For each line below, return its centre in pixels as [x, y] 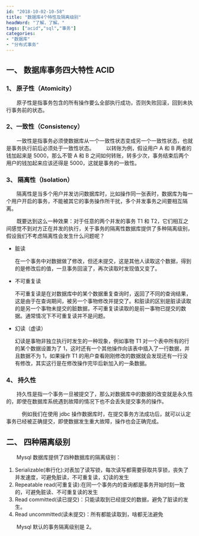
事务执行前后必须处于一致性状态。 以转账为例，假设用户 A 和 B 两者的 [101, 148]
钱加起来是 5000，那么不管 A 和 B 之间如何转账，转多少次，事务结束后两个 [98, 155]
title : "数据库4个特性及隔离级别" [44, 17]
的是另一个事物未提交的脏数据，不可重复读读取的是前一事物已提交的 [98, 309]
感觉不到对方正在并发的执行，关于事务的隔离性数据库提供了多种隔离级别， [102, 229]
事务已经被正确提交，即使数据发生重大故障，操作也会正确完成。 [84, 422]
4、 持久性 [21, 380]
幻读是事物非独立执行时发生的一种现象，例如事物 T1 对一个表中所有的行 [102, 341]
